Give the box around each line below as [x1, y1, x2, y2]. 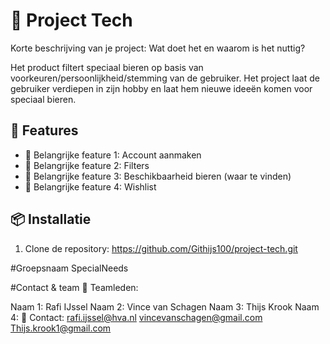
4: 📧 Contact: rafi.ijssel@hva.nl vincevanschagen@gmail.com [10, 311, 263, 323]
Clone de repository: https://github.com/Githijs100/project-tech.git [24, 242, 298, 254]
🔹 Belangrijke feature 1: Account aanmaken [24, 149, 202, 161]
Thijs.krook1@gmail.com [10, 322, 112, 334]
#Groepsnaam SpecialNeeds [10, 262, 129, 274]
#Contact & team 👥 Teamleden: [10, 281, 139, 293]
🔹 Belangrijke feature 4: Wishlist [24, 180, 157, 193]
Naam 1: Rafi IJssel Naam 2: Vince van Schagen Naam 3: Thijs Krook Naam [10, 300, 320, 313]
